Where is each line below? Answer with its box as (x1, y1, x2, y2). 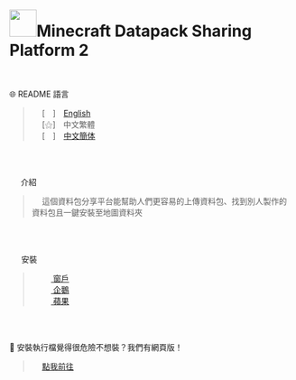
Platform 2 (9, 41, 89, 60)
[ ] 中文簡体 (42, 130, 96, 141)
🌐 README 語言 (9, 88, 69, 99)
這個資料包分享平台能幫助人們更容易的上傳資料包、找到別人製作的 (42, 195, 287, 207)
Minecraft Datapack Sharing (36, 21, 253, 42)
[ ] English (42, 107, 91, 118)
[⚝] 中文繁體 (42, 118, 96, 130)
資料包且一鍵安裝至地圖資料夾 (31, 207, 143, 218)
